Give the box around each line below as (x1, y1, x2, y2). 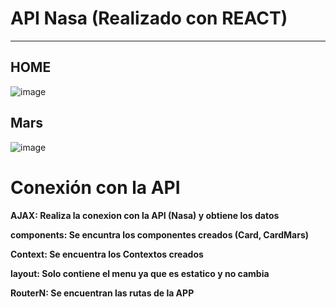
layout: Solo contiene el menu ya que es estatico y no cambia (10, 267, 270, 279)
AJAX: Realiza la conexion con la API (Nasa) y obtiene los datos (10, 209, 280, 221)
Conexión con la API (10, 176, 181, 199)
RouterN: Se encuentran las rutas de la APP (10, 287, 195, 299)
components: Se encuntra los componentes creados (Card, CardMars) (10, 228, 310, 241)
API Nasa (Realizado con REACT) (10, 7, 288, 30)
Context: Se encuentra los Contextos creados (10, 248, 204, 260)
